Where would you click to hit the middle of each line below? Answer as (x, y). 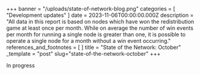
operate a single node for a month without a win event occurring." (89, 41)
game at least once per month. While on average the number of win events (100, 28)
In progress (21, 65)
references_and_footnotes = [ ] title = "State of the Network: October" (94, 47)
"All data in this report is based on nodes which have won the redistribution (100, 21)
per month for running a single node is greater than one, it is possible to (96, 34)
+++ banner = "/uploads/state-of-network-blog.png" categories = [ (91, 9)
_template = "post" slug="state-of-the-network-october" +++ (84, 54)
